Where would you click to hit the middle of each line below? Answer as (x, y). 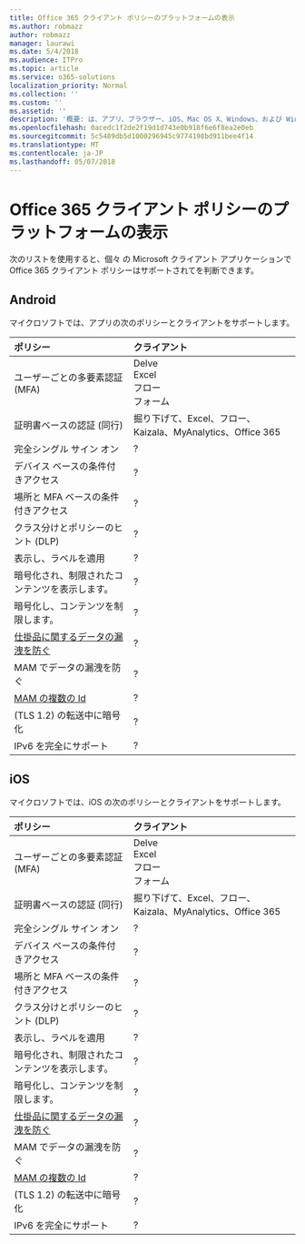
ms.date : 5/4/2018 (44, 52)
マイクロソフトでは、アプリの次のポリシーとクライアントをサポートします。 (152, 323)
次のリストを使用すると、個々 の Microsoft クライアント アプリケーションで (151, 259)
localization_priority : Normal (69, 86)
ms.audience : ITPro (46, 60)
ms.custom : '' (36, 102)
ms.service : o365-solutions (63, 77)
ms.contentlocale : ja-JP (56, 153)
